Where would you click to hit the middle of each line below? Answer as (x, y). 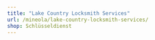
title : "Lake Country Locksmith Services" (69, 13)
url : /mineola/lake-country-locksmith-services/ (78, 20)
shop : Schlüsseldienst (39, 26)
